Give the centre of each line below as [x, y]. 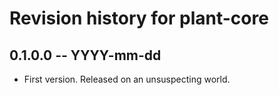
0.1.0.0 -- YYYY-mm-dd [85, 55]
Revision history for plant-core [139, 18]
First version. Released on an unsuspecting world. [127, 79]
